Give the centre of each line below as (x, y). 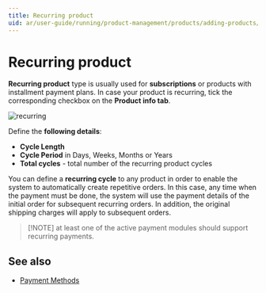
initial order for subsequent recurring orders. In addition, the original (119, 204)
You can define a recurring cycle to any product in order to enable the (123, 179)
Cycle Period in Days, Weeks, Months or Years (96, 155)
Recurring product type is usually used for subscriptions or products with (130, 84)
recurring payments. (61, 236)
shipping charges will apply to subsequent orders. (90, 213)
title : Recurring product (51, 15)
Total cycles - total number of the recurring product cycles (116, 164)
